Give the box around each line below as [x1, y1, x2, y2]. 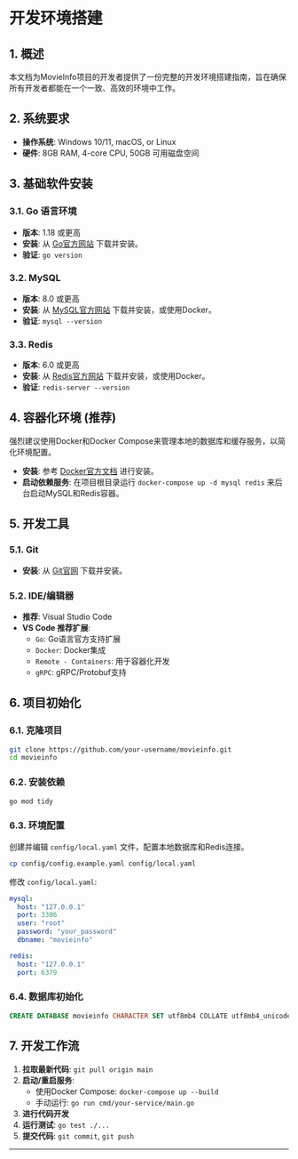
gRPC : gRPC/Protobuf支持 [35, 666, 127, 677]
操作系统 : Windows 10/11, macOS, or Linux [21, 136, 176, 147]
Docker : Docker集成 [35, 644, 106, 655]
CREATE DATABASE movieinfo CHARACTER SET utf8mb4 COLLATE [9, 1011, 228, 1020]
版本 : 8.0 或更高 [21, 293, 80, 303]
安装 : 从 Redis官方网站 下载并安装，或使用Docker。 [21, 371, 210, 382]
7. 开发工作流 [9, 1038, 80, 1054]
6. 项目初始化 [9, 696, 82, 711]
